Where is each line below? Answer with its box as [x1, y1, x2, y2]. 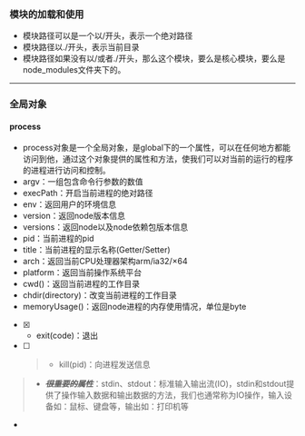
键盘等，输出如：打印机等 [93, 401, 189, 412]
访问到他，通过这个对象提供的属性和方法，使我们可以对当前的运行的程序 [22, 154, 293, 164]
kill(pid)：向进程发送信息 [58, 359, 151, 370]
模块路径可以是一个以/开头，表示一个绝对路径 [22, 30, 193, 42]
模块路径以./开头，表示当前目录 [22, 42, 140, 53]
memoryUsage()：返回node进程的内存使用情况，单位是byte [22, 302, 247, 312]
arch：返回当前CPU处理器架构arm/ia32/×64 [22, 256, 188, 267]
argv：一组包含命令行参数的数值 [22, 176, 143, 187]
